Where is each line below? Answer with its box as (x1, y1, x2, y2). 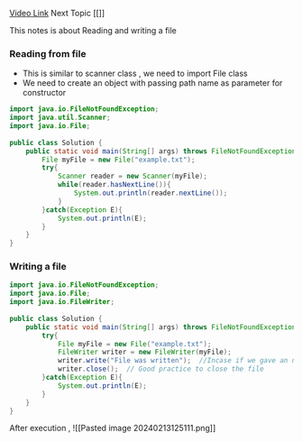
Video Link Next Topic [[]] (9, 8, 106, 18)
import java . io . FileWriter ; (9, 298, 115, 307)
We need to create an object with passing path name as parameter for (22, 78, 283, 88)
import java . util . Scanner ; (9, 113, 111, 123)
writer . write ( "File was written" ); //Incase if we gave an (57, 356, 289, 365)
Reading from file (9, 47, 87, 60)
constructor (22, 87, 67, 98)
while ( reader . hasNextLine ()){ (57, 180, 171, 189)
